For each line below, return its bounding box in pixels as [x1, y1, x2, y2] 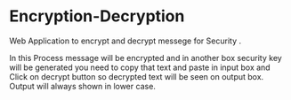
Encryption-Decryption [9, 6, 185, 27]
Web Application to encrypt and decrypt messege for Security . [9, 35, 242, 46]
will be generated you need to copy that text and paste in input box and [9, 62, 271, 73]
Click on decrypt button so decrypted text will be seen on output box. [9, 71, 264, 81]
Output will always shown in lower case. [9, 81, 156, 91]
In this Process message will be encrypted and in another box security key [9, 52, 282, 63]
